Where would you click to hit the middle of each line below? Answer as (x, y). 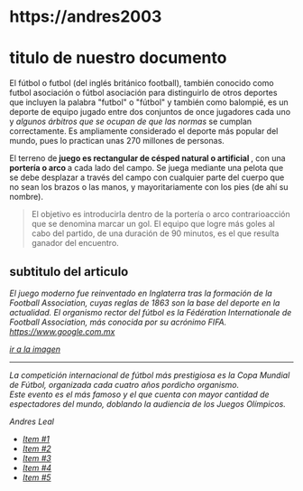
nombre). (26, 197)
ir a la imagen (35, 349)
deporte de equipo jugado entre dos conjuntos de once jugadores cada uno (150, 112)
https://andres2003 (86, 17)
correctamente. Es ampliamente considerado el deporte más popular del (144, 131)
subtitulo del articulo (69, 272)
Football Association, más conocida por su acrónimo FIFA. (118, 322)
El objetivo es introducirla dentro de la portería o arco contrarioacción (161, 214)
